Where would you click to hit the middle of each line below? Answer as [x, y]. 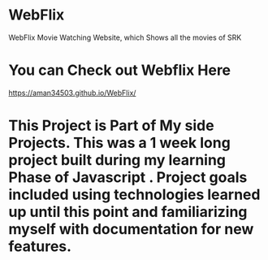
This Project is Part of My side [111, 126]
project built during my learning [117, 160]
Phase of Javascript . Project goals [128, 178]
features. [40, 247]
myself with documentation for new [131, 230]
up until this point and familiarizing [128, 212]
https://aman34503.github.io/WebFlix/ [72, 93]
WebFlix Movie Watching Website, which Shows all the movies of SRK [125, 37]
